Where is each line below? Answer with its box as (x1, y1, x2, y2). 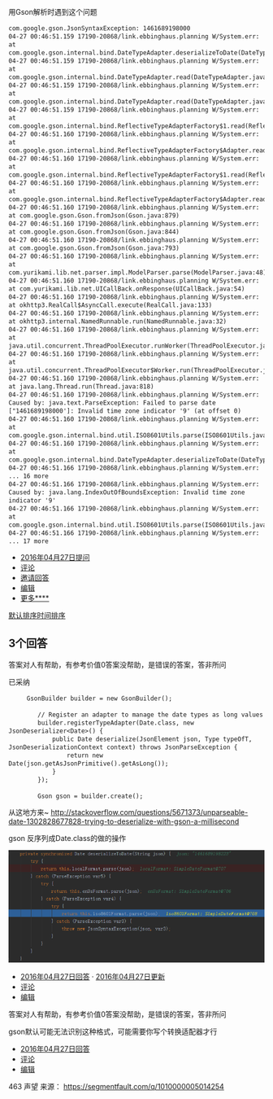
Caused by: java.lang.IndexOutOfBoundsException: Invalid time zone (8, 488, 245, 497)
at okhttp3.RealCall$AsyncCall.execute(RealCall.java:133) (8, 301, 213, 309)
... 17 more (8, 537, 49, 545)
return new (66, 751, 104, 760)
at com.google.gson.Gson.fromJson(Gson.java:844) (8, 228, 180, 236)
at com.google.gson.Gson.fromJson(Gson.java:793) (8, 244, 180, 252)
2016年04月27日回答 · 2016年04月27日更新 (19, 972, 165, 982)
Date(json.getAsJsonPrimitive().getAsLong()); (8, 760, 169, 768)
